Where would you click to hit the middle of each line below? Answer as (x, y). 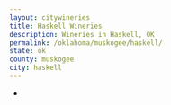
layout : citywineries (50, 17)
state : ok (28, 51)
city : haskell (36, 68)
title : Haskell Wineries (56, 26)
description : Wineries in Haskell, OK (82, 34)
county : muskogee (42, 59)
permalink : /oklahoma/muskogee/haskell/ (86, 43)
